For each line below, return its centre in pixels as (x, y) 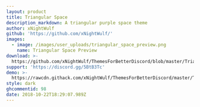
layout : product (26, 12)
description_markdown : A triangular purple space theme (77, 23)
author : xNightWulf (30, 28)
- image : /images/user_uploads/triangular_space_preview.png (89, 45)
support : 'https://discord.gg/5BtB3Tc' (56, 67)
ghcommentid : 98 (26, 89)
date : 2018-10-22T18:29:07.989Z (46, 95)
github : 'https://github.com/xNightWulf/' (60, 34)
